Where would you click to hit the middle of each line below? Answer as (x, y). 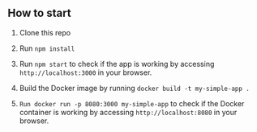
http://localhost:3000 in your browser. (86, 72)
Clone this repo (45, 32)
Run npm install (47, 48)
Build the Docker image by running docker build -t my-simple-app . (135, 88)
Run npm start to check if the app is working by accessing (117, 64)
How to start (39, 13)
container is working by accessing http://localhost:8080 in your (128, 112)
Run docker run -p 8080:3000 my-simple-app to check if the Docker (132, 103)
